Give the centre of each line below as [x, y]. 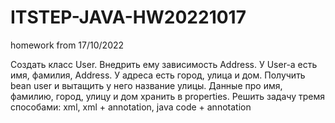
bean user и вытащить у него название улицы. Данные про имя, [146, 85]
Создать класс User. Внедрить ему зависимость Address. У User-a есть [164, 64]
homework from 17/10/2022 [67, 45]
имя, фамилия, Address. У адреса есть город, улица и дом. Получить [158, 75]
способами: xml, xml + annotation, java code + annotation [131, 107]
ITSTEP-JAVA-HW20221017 [128, 17]
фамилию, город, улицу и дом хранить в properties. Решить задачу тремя [167, 96]
